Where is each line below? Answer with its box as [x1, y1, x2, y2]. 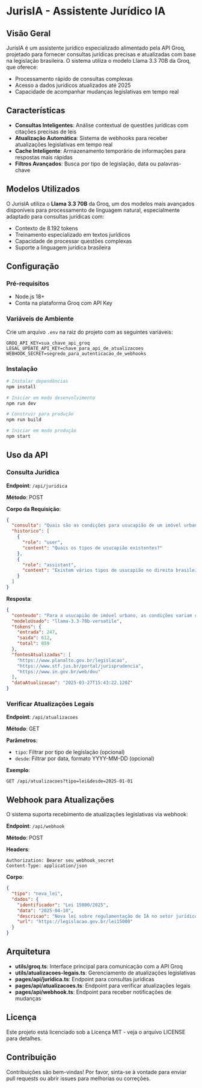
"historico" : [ [11, 528, 50, 534]
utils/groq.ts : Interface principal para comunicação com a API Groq [14, 962, 183, 970]
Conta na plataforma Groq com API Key [14, 299, 113, 307]
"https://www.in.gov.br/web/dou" [17, 668, 101, 674]
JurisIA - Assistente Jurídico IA [6, 4, 166, 18]
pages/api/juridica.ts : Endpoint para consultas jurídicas [14, 975, 155, 982]
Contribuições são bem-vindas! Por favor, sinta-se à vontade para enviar [6, 1068, 187, 1075]
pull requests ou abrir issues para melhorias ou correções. [6, 1075, 151, 1082]
